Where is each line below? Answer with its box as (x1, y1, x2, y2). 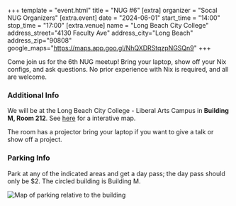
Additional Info (7, 90, 60, 100)
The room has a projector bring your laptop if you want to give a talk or (7, 128, 214, 136)
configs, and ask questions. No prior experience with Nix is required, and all (7, 65, 229, 73)
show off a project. (7, 135, 62, 144)
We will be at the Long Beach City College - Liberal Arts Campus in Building (7, 107, 229, 115)
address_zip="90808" (7, 36, 72, 45)
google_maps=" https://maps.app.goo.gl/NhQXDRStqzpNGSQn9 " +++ (7, 44, 211, 52)
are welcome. (7, 72, 47, 81)
